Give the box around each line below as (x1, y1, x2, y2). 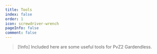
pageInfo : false (5, 26, 39, 31)
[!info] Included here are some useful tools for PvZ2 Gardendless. (17, 44, 152, 50)
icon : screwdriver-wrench (5, 21, 59, 26)
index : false (5, 12, 32, 17)
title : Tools (5, 7, 32, 12)
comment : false (5, 30, 37, 35)
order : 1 (5, 16, 23, 21)
